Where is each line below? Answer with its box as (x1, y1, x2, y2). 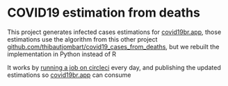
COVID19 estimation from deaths (7, 5, 200, 21)
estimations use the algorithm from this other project (7, 35, 158, 43)
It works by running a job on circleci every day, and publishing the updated (7, 63, 221, 71)
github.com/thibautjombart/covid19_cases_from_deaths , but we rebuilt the (7, 42, 220, 51)
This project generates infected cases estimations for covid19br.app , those (7, 28, 222, 36)
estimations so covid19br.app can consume (7, 71, 131, 79)
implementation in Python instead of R (7, 50, 117, 58)
